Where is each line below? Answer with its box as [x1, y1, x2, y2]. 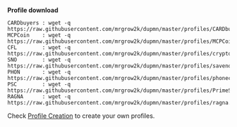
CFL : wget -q [7, 44, 71, 51]
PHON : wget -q [7, 69, 71, 76]
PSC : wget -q [7, 81, 71, 88]
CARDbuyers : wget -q [7, 20, 71, 27]
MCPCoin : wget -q [7, 32, 71, 39]
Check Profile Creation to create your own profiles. [7, 112, 155, 120]
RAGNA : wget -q [7, 93, 71, 100]
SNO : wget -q [7, 56, 71, 63]
